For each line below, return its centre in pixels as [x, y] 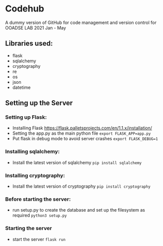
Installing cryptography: [35, 175]
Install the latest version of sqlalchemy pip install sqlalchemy [77, 162]
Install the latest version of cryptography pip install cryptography [81, 186]
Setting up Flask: [26, 117]
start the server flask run [39, 239]
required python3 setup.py [40, 216]
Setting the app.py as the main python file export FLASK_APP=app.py [81, 133]
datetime [21, 87]
